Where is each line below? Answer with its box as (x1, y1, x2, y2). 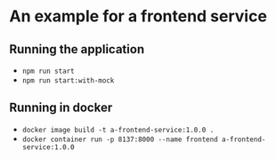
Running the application (9, 42, 145, 57)
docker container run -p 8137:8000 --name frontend (21, 135, 218, 144)
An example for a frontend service (9, 6, 267, 27)
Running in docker (9, 100, 113, 115)
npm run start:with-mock (21, 76, 115, 85)
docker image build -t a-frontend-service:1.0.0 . (21, 125, 215, 134)
